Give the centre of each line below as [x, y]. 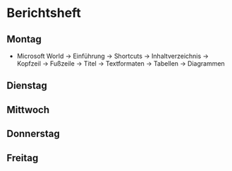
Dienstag [27, 86]
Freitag [23, 158]
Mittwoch [28, 110]
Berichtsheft [44, 13]
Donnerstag [33, 134]
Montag [24, 39]
